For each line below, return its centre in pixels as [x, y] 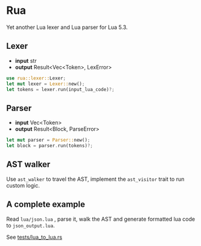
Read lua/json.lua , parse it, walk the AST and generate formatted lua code [101, 219]
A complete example [46, 205]
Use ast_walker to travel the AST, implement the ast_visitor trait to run [95, 179]
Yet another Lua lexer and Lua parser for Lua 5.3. [67, 27]
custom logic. [23, 185]
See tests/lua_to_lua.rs [34, 237]
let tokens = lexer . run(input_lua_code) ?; [60, 89]
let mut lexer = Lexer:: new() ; [46, 84]
